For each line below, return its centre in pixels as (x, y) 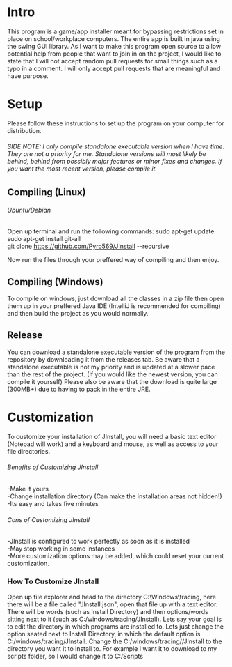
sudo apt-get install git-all (44, 239)
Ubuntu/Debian (29, 210)
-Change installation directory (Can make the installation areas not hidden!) (115, 496)
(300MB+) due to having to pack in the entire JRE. (79, 389)
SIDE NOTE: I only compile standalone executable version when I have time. (116, 146)
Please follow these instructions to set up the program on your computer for (116, 123)
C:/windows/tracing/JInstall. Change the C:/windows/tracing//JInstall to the (115, 641)
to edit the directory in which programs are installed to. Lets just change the (116, 626)
